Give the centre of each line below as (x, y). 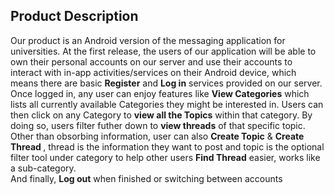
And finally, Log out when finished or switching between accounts (146, 178)
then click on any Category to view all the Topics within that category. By (161, 115)
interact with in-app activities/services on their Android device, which (153, 72)
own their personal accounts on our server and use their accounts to (151, 61)
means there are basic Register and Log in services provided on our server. (166, 83)
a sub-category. (43, 168)
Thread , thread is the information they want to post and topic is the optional (167, 146)
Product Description (74, 16)
